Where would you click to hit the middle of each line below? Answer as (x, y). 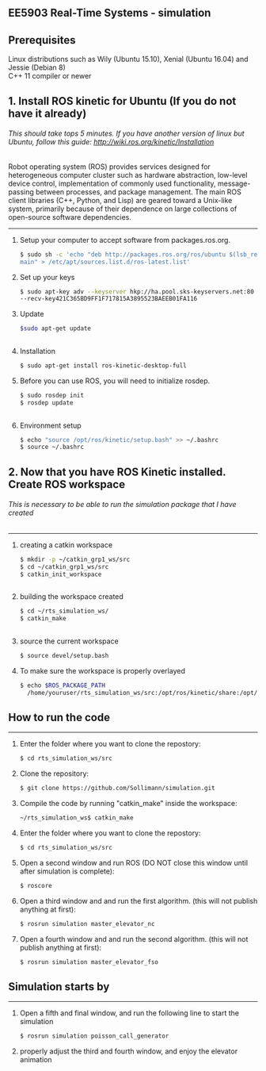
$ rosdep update (46, 403)
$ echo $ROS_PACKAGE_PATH (62, 685)
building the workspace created (72, 597)
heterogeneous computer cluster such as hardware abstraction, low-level (128, 175)
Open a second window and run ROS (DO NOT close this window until (133, 862)
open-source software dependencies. (70, 217)
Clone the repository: (54, 773)
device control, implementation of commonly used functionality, (112, 183)
